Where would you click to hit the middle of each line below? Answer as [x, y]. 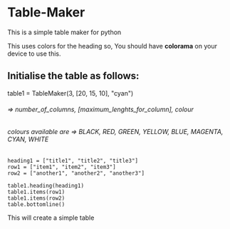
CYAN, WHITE [28, 139]
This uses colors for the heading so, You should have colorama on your [113, 46]
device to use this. [35, 54]
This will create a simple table [51, 218]
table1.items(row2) [36, 198]
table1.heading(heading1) [46, 185]
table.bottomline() [36, 204]
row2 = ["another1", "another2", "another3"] [76, 173]
